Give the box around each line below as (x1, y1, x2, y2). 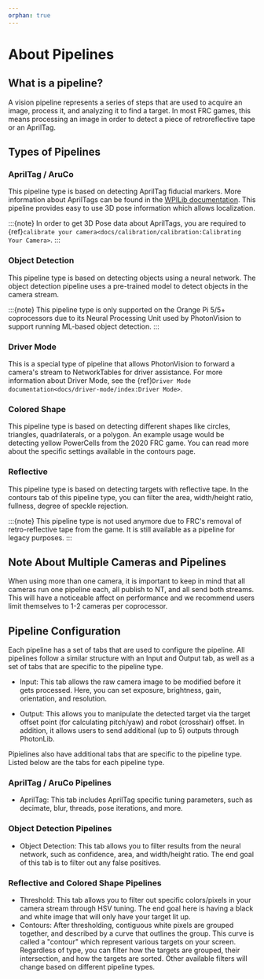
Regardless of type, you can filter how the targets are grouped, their (19, 945, 240, 955)
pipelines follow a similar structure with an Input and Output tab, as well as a (8, 653, 255, 663)
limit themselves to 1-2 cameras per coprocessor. (8, 602, 168, 611)
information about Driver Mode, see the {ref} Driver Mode (8, 375, 191, 385)
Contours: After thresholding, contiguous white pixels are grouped (19, 921, 234, 930)
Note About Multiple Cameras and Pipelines (8, 555, 226, 569)
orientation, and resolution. (19, 694, 108, 704)
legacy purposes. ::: (8, 532, 72, 543)
